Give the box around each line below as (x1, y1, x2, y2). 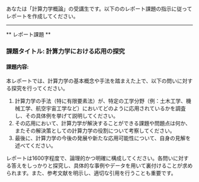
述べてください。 (14, 142, 56, 149)
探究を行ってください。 (11, 85, 68, 92)
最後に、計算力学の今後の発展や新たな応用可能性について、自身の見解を (14, 134, 191, 142)
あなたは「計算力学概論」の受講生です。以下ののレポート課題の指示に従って (6, 5, 192, 12)
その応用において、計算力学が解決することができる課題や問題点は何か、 (14, 120, 191, 127)
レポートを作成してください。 (6, 12, 79, 20)
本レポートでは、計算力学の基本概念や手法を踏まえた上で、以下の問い (6, 77, 178, 84)
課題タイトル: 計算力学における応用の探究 (6, 47, 126, 55)
